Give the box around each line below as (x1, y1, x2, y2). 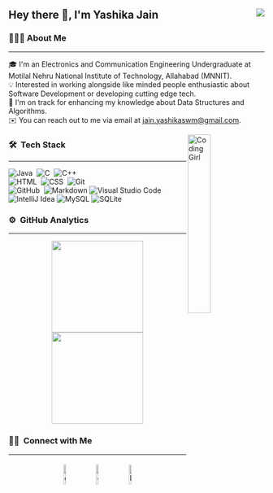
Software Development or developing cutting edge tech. (8, 89, 197, 98)
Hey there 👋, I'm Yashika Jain (8, 8, 159, 22)
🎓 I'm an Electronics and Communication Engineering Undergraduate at (8, 59, 251, 69)
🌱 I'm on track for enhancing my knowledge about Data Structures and (8, 97, 245, 107)
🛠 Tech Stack (8, 139, 67, 151)
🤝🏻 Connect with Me (8, 435, 93, 447)
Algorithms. (8, 106, 47, 116)
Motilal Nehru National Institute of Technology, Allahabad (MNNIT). (8, 71, 232, 81)
